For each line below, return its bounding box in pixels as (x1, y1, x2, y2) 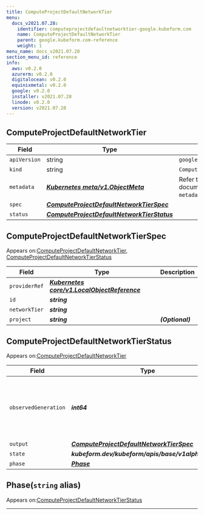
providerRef (9, 283, 44, 290)
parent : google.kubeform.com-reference (17, 37, 118, 43)
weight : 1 (17, 43, 42, 49)
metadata (9, 183, 35, 191)
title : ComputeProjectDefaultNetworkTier (6, 9, 113, 15)
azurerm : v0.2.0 (12, 71, 53, 77)
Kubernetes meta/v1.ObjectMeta (46, 183, 144, 191)
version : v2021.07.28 (12, 104, 67, 111)
